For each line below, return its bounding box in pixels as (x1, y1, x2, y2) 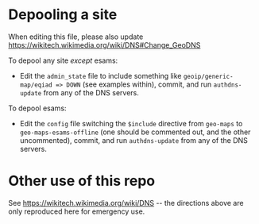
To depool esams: (8, 103, 67, 113)
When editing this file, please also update (8, 32, 144, 41)
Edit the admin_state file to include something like (19, 71, 182, 80)
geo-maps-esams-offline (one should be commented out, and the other (19, 127, 251, 137)
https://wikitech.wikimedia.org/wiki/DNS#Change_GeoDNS (8, 40, 201, 49)
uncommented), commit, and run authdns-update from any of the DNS (19, 135, 249, 145)
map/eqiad (19, 81, 53, 89)
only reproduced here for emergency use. (8, 207, 145, 216)
